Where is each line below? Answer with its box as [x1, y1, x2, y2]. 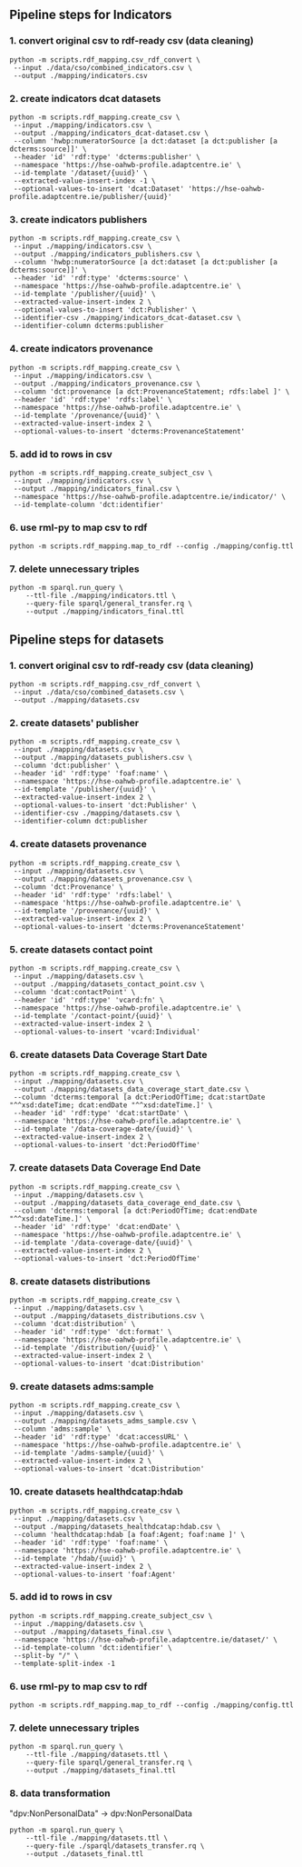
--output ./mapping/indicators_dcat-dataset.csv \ [13, 128, 209, 137]
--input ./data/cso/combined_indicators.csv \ [13, 63, 193, 72]
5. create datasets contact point [9, 943, 153, 955]
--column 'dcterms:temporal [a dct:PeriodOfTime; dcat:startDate [13, 1093, 266, 1103]
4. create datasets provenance [9, 838, 148, 851]
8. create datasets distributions [9, 1274, 151, 1287]
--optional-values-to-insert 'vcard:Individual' [13, 1027, 201, 1037]
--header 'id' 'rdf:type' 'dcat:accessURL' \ [13, 1433, 189, 1442]
